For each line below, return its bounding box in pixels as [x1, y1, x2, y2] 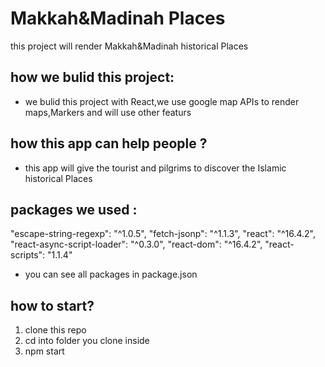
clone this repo [24, 324, 87, 336]
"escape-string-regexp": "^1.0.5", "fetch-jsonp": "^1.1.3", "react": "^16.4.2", [10, 228, 316, 240]
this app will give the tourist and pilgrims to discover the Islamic [24, 162, 287, 174]
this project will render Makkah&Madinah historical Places [10, 40, 249, 52]
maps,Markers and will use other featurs [24, 106, 192, 118]
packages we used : [10, 201, 138, 218]
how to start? [10, 297, 95, 314]
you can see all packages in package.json [24, 268, 198, 281]
